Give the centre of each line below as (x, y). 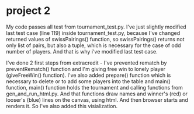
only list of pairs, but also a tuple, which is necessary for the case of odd (93, 45)
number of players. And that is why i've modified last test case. (82, 51)
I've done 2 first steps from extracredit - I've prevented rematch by (86, 63)
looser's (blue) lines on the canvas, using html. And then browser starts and (97, 99)
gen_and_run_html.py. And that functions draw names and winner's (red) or (97, 94)
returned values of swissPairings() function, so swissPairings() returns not (96, 39)
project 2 (28, 11)
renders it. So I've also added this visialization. (62, 106)
